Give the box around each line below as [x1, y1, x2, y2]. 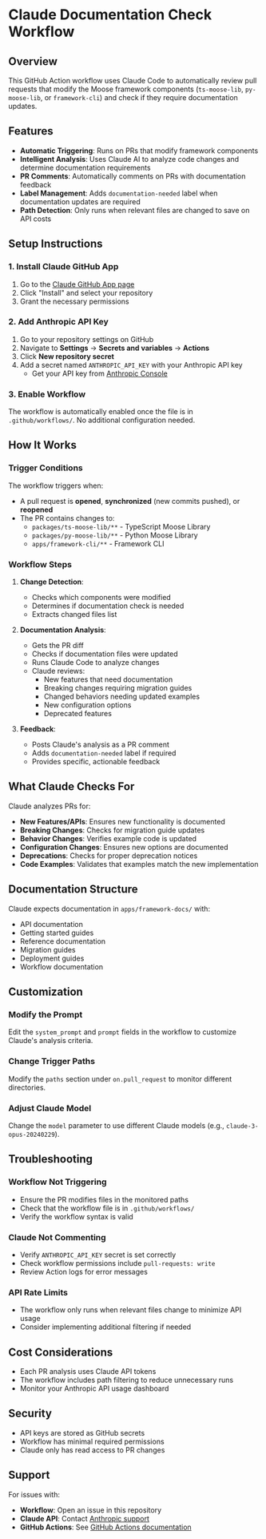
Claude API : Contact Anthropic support [19, 1513, 150, 1523]
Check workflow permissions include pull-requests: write [19, 1258, 216, 1267]
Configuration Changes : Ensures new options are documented [19, 842, 229, 852]
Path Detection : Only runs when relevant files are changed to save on [19, 205, 250, 215]
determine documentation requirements [19, 163, 151, 172]
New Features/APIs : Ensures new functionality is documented [19, 816, 225, 826]
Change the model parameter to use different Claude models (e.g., [8, 1120, 225, 1130]
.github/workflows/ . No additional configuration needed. [8, 415, 196, 425]
